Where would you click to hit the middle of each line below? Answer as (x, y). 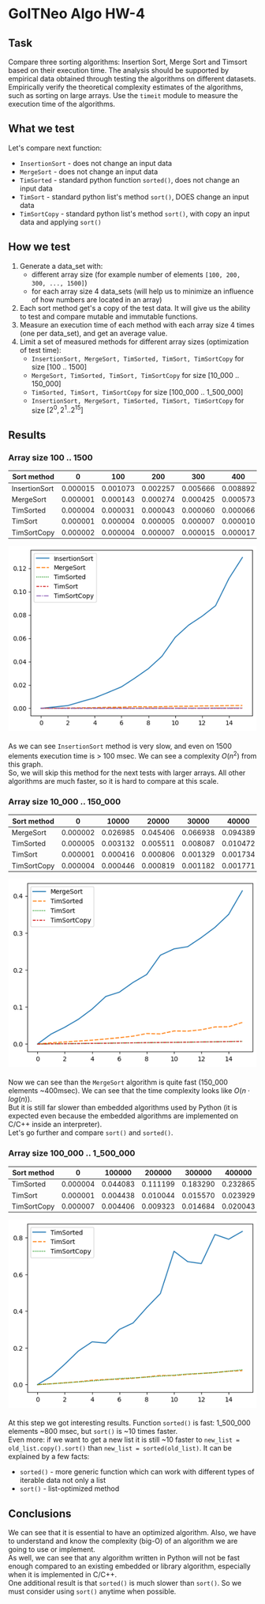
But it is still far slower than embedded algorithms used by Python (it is (123, 1107)
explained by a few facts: (49, 1457)
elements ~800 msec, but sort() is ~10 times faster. (93, 1432)
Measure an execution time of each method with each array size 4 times (137, 324)
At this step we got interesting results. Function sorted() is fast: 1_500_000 (129, 1423)
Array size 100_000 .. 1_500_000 (72, 1153)
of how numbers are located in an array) (97, 299)
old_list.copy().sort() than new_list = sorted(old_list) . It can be (120, 1448)
